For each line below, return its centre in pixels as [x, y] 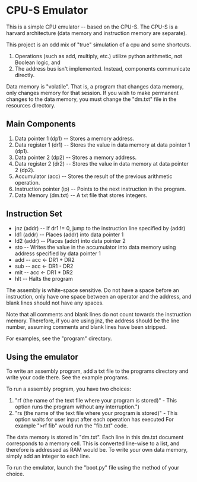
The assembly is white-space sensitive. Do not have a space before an [93, 290]
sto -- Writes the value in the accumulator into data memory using [95, 247]
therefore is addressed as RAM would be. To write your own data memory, [97, 450]
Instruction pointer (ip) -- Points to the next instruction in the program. [100, 189]
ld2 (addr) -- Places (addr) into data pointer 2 [70, 240]
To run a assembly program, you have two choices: [69, 389]
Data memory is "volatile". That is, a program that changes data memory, [95, 86]
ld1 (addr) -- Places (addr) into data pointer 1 [69, 234]
